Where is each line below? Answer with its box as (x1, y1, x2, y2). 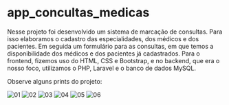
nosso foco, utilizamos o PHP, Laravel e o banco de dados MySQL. (7, 64, 196, 72)
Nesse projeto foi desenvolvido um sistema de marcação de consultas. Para (7, 27, 223, 36)
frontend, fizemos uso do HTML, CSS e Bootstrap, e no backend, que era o (7, 56, 220, 65)
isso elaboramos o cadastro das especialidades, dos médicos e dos (7, 34, 199, 43)
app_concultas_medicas (7, 5, 150, 21)
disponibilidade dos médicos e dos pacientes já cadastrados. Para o (7, 49, 201, 58)
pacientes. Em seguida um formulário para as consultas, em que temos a (7, 42, 214, 50)
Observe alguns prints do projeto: (7, 77, 102, 85)
